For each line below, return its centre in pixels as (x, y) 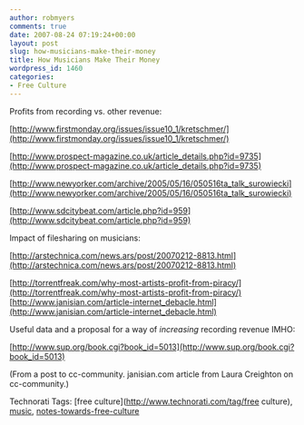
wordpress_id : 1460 (46, 69)
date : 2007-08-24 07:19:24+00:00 (73, 35)
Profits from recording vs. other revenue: (86, 111)
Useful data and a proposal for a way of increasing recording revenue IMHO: (152, 329)
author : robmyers (42, 18)
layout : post (34, 43)
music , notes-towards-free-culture (74, 410)
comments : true (38, 26)
